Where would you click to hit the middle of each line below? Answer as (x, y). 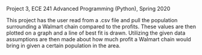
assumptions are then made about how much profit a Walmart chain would (99, 39)
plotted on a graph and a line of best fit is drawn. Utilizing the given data (96, 33)
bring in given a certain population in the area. (63, 45)
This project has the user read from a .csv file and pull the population (92, 20)
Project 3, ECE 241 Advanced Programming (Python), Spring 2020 (88, 9)
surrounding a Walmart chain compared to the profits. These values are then (101, 27)
